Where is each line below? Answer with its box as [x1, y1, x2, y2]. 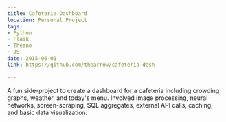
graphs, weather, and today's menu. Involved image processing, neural [7, 94, 208, 102]
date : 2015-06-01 [7, 55, 57, 62]
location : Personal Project [7, 17, 88, 23]
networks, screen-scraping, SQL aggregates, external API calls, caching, [7, 101, 213, 109]
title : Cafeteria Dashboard [7, 10, 88, 17]
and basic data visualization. [7, 108, 88, 116]
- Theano [7, 42, 32, 49]
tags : [7, 23, 23, 30]
